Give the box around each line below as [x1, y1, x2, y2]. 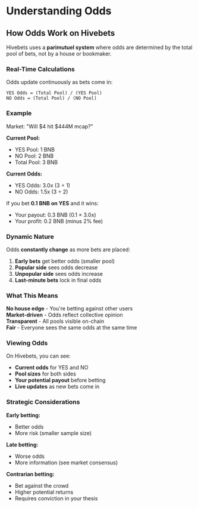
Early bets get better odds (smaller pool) [14, 257, 115, 264]
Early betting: [6, 411, 40, 418]
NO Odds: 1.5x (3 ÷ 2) [14, 188, 68, 195]
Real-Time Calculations [6, 64, 76, 73]
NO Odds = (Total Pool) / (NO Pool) [6, 96, 97, 101]
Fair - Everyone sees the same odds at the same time [6, 324, 137, 331]
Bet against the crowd [14, 482, 69, 489]
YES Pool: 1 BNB [14, 146, 55, 153]
